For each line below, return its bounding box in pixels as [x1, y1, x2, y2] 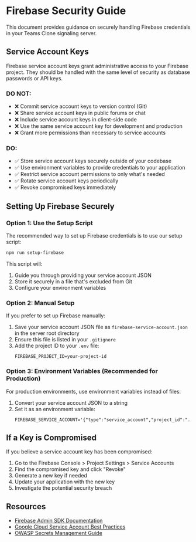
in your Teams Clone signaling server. [6, 29, 97, 36]
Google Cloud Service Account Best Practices [14, 523, 126, 530]
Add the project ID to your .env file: [14, 342, 99, 350]
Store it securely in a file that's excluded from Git [14, 277, 133, 285]
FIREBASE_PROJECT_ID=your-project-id [14, 354, 107, 360]
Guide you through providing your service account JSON [14, 272, 152, 279]
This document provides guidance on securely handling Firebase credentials [6, 23, 191, 31]
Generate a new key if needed [14, 472, 88, 479]
